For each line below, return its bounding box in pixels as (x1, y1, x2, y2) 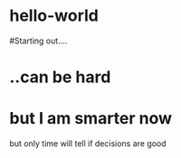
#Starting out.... (9, 35, 68, 46)
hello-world (9, 5, 100, 26)
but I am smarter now (9, 108, 173, 129)
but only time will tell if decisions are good (9, 138, 167, 149)
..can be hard (9, 67, 111, 88)
